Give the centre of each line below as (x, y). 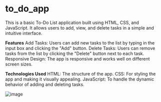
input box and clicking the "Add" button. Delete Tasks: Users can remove (80, 48)
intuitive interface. (24, 33)
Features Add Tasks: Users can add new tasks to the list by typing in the (80, 42)
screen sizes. (19, 64)
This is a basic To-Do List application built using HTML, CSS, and (72, 22)
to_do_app (27, 9)
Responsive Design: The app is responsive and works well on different (77, 58)
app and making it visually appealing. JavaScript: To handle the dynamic (79, 79)
